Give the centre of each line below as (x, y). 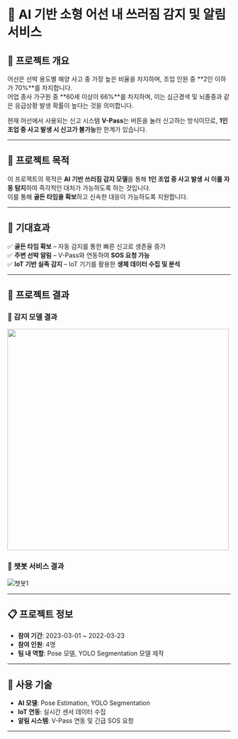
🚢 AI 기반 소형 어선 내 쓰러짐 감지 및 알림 (117, 15)
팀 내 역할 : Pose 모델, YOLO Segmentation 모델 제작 (91, 653)
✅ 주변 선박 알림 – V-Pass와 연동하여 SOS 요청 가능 (79, 255)
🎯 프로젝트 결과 (38, 295)
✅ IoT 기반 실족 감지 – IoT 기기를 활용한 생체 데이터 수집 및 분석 (94, 264)
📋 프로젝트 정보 (40, 614)
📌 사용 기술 (30, 684)
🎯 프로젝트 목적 (38, 160)
